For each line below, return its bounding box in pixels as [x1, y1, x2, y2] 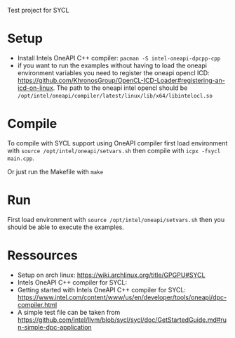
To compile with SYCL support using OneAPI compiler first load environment [7, 138, 228, 147]
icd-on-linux [17, 84, 54, 92]
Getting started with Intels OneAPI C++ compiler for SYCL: [17, 285, 186, 294]
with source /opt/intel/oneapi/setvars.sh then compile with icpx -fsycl [7, 146, 221, 155]
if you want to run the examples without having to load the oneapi [17, 61, 207, 70]
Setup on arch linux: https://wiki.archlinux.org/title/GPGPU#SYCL [17, 271, 206, 279]
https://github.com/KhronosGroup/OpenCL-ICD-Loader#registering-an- [17, 76, 226, 84]
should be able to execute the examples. [7, 223, 124, 231]
